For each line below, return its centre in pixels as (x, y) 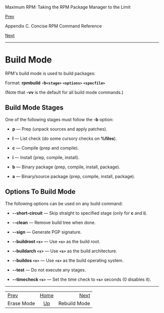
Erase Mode (21, 303)
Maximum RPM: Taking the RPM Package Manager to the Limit (68, 7)
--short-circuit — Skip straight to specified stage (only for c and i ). (80, 213)
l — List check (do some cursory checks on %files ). (64, 138)
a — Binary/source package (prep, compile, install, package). (73, 176)
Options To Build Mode (40, 192)
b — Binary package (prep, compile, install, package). (66, 167)
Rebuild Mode (74, 303)
